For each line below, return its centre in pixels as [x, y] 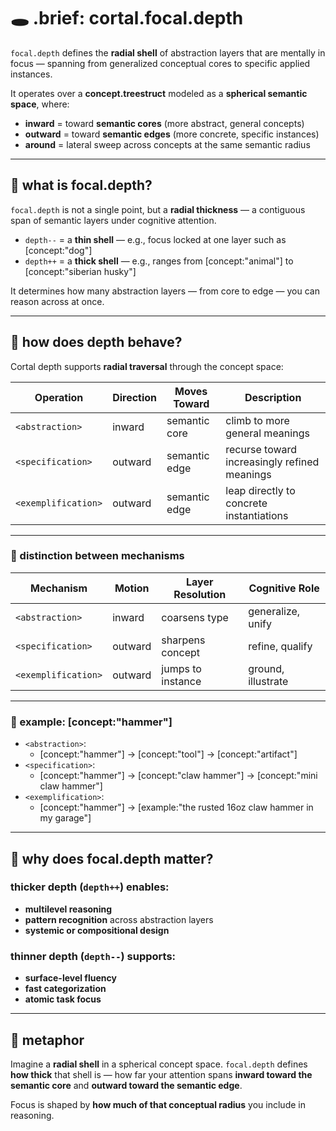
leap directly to [260, 490]
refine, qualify [280, 646]
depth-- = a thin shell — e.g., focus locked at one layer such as [155, 239]
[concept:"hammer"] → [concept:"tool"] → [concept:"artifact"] [168, 754]
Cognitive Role [284, 588]
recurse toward [261, 449]
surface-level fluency [70, 978]
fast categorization [65, 989]
